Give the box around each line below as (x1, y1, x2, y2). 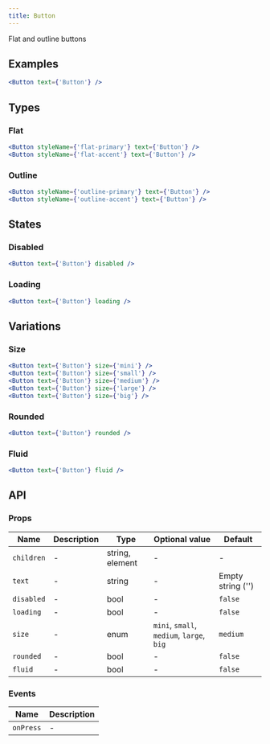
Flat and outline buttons (8, 34, 87, 43)
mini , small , (153, 619, 198, 631)
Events (8, 688, 36, 699)
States (8, 218, 42, 232)
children (12, 553, 46, 562)
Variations (8, 319, 62, 333)
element (106, 557, 138, 568)
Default (223, 533, 253, 545)
